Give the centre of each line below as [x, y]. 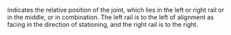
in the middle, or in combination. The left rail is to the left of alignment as [111, 17]
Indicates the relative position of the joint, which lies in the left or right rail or [116, 10]
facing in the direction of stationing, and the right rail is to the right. [103, 24]
